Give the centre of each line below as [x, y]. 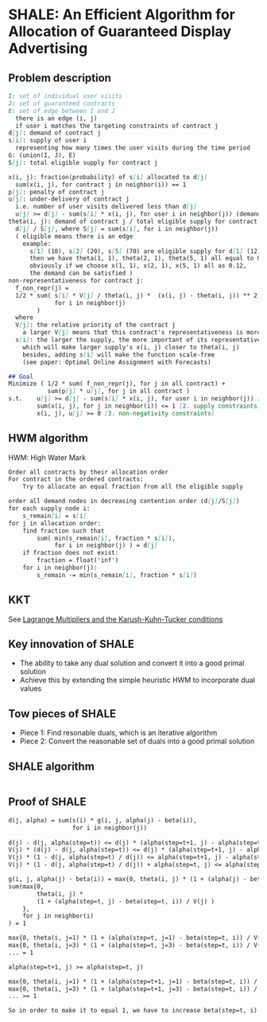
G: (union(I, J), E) [43, 155]
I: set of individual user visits [66, 96]
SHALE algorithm [52, 766]
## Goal [21, 376]
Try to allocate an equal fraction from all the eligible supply [133, 487]
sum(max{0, [26, 886]
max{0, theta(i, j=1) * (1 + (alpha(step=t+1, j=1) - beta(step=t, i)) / [133, 981]
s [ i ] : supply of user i [48, 141]
